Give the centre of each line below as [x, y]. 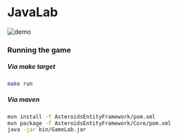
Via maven [24, 100]
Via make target [31, 67]
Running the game [39, 50]
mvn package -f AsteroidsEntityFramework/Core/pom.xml [89, 123]
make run [20, 84]
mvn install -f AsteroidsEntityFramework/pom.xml [82, 117]
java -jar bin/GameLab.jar [47, 130]
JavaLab [33, 12]
